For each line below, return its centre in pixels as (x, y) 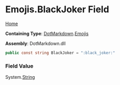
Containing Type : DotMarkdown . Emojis (47, 33)
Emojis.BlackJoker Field (57, 9)
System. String (20, 77)
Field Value (19, 66)
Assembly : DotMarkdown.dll (35, 43)
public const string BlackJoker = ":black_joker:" (60, 53)
